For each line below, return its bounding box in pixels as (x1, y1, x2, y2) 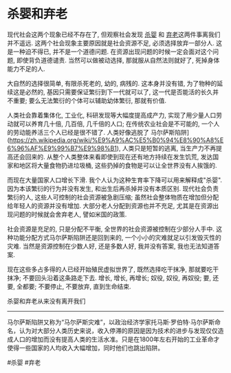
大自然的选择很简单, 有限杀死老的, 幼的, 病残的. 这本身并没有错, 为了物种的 (7, 79, 217, 87)
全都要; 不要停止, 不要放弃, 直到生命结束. (16, 282, 132, 291)
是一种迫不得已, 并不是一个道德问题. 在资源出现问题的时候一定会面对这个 (7, 47, 213, 56)
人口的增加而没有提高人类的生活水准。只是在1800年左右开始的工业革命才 (12, 335, 220, 343)
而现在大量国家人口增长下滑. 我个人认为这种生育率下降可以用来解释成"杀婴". (7, 176, 222, 184)
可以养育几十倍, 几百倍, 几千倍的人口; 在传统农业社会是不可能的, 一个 (19, 120, 214, 128)
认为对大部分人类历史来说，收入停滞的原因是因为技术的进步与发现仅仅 (19, 326, 218, 335)
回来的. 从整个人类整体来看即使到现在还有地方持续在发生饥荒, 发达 (25, 152, 213, 161)
